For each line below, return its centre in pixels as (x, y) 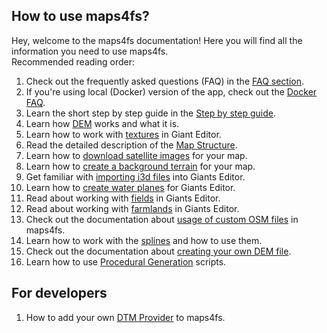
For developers (59, 293)
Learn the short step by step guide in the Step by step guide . (150, 113)
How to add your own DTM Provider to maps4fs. (125, 317)
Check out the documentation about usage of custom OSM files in (162, 219)
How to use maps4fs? (80, 16)
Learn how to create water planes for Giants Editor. (130, 187)
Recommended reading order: (73, 61)
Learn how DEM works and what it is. (102, 123)
